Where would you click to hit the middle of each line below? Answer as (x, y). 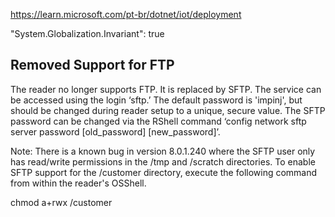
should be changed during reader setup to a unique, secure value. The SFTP (168, 110)
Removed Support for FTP (92, 65)
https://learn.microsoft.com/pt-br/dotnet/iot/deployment (126, 14)
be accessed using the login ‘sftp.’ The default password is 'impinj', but (156, 100)
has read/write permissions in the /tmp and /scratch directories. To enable (163, 161)
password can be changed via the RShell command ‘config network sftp (158, 121)
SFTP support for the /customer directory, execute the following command (164, 172)
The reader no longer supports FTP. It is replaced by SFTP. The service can (166, 89)
